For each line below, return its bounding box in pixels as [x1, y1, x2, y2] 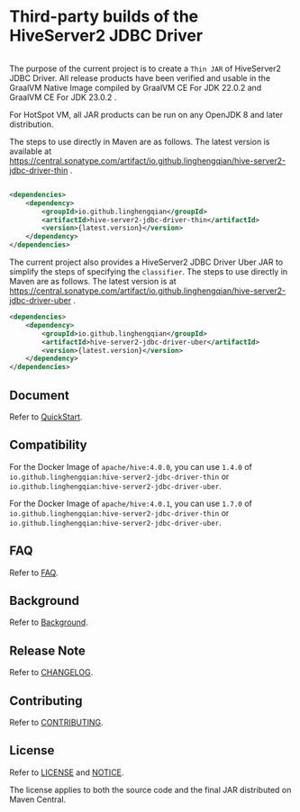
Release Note [9, 643, 86, 658]
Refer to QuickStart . [9, 411, 83, 422]
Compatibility [9, 438, 87, 453]
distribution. [9, 119, 54, 130]
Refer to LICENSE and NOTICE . [9, 767, 124, 778]
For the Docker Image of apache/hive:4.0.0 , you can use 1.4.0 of [9, 461, 252, 472]
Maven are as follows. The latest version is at [9, 276, 177, 287]
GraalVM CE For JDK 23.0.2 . [9, 92, 117, 103]
